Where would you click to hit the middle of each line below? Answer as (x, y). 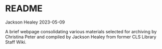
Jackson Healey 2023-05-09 (35, 22)
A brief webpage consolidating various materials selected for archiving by (81, 31)
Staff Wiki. (16, 42)
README (24, 9)
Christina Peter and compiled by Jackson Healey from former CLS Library (81, 37)
